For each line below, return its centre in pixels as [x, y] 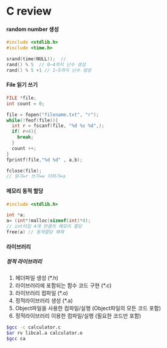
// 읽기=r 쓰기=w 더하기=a [36, 176]
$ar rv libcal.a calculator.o [45, 333]
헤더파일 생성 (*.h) [37, 278]
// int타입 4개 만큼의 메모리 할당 [44, 227]
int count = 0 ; [26, 104]
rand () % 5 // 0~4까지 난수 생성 [46, 65]
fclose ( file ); [24, 171]
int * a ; [16, 215]
